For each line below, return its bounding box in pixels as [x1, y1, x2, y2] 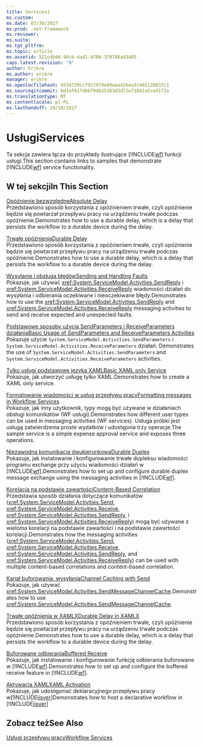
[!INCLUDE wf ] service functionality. [6, 164, 95, 171]
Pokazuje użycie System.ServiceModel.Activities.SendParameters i [6, 336, 174, 343]
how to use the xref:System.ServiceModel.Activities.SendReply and [6, 298, 175, 306]
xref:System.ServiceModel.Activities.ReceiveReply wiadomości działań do [6, 286, 191, 293]
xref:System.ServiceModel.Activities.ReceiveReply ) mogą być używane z [6, 518, 189, 525]
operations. [6, 437, 35, 444]
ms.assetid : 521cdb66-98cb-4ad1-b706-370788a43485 [6, 54, 137, 60]
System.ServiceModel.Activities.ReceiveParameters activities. [6, 355, 162, 363]
